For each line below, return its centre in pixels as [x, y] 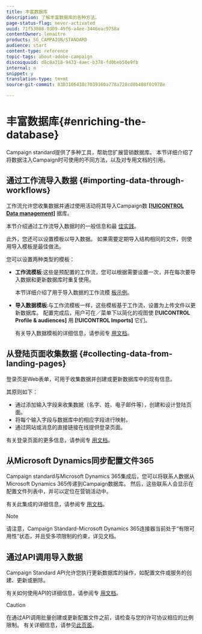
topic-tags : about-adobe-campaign [50, 57]
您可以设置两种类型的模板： [41, 259]
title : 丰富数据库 [27, 12]
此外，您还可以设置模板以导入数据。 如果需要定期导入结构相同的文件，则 [96, 239]
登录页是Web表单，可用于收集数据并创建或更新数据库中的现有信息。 [91, 379]
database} [33, 135]
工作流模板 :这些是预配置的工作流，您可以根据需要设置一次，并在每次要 [103, 272]
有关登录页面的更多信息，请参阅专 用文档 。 [60, 440]
